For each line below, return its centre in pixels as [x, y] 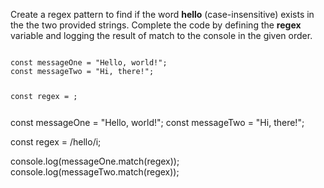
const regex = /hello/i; [56, 141]
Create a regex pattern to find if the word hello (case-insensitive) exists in [162, 14]
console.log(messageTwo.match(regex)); [95, 171]
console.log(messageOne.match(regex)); [95, 161]
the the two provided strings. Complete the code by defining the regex [156, 25]
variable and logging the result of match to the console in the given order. [161, 35]
